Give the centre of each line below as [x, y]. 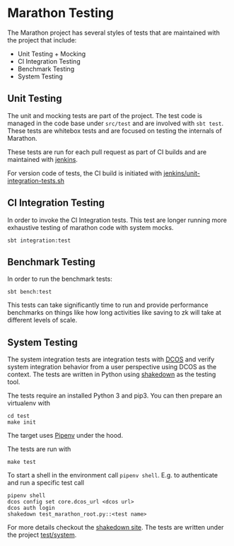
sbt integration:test [39, 240]
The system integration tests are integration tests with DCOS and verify [111, 359]
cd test [19, 416]
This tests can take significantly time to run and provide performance [108, 305]
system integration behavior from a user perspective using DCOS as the [112, 367]
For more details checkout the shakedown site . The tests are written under [116, 528]
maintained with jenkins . [42, 159]
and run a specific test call [46, 483]
